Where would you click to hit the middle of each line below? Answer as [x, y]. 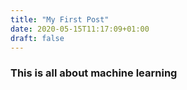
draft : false [37, 38]
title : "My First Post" [60, 19]
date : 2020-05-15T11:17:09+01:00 [80, 29]
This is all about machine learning [94, 73]
